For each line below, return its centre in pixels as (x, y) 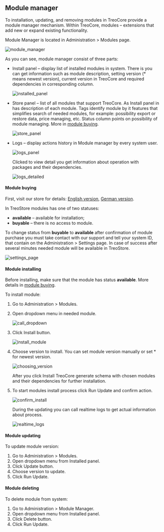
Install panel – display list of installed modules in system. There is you (82, 68)
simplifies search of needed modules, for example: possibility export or (84, 113)
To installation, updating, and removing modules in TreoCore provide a (76, 20)
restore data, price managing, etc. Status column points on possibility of (85, 119)
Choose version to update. (39, 472)
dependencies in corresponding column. (53, 84)
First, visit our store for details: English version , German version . (70, 199)
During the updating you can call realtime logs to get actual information (84, 410)
